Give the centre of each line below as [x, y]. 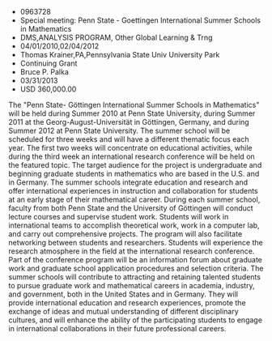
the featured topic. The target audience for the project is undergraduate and [135, 165]
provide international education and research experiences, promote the [127, 303]
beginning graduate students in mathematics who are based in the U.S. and [134, 174]
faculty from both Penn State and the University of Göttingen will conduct [131, 208]
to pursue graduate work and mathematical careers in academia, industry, [132, 286]
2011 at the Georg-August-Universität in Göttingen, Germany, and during [129, 122]
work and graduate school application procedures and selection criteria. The [136, 268]
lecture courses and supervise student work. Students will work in [119, 217]
